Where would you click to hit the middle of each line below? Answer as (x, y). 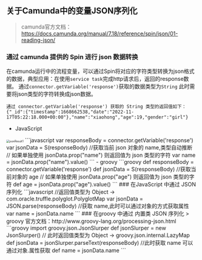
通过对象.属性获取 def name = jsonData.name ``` (66, 250)
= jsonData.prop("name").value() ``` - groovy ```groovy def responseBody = (100, 162)
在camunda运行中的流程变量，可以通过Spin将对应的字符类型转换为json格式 (100, 71)
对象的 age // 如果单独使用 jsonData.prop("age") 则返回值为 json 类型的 (100, 177)
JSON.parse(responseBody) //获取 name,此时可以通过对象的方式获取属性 (98, 206)
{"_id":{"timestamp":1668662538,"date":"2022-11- (70, 112)
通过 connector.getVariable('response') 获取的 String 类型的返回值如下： (96, 107)
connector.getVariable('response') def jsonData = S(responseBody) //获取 (99, 169)
